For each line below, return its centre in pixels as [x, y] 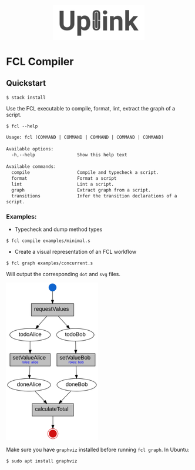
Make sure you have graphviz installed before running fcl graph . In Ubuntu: [98, 449]
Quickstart [26, 83]
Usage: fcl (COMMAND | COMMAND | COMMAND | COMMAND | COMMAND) [85, 137]
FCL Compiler [40, 61]
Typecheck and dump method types [58, 229]
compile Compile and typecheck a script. [85, 172]
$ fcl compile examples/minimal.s [48, 241]
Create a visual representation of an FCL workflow [75, 252]
